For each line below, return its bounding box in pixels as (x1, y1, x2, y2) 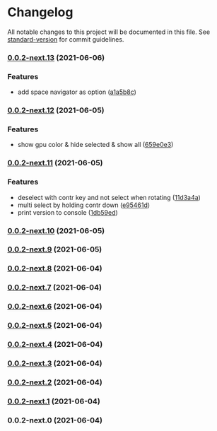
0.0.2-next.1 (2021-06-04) (7, 396, 100, 406)
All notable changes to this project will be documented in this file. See (7, 28, 211, 36)
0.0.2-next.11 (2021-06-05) (7, 158, 103, 168)
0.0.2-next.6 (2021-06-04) (7, 302, 102, 312)
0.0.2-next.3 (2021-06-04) (7, 358, 102, 368)
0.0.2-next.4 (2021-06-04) (7, 340, 103, 350)
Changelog (7, 4, 74, 20)
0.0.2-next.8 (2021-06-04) (7, 264, 102, 273)
